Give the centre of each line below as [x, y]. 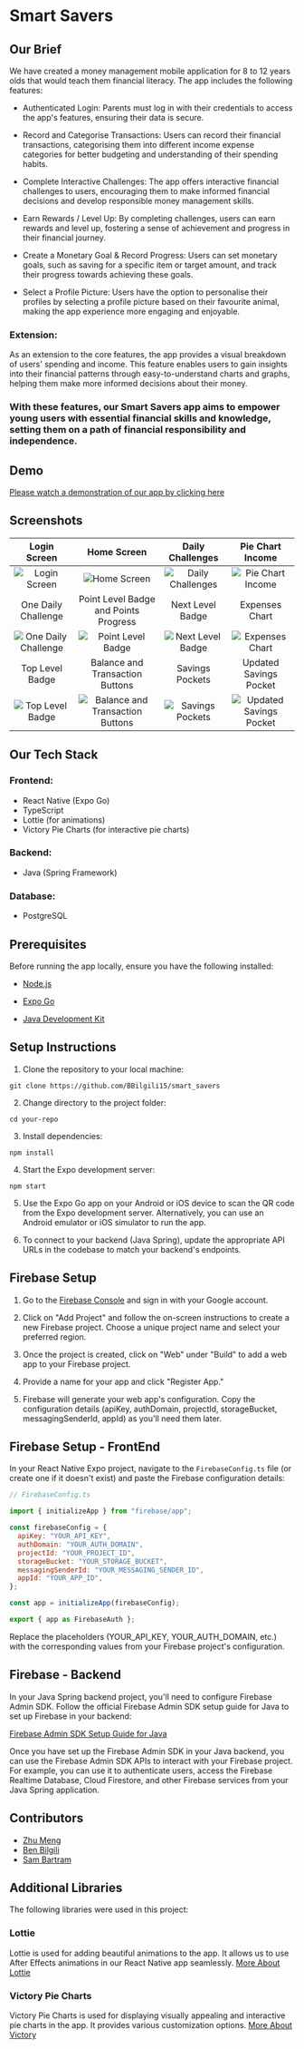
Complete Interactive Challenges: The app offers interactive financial [151, 181]
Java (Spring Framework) [70, 873]
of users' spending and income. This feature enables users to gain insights [148, 365]
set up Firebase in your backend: [71, 1716]
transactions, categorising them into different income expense [138, 145]
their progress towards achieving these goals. [108, 274]
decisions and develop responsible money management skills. [138, 201]
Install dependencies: [62, 1136]
